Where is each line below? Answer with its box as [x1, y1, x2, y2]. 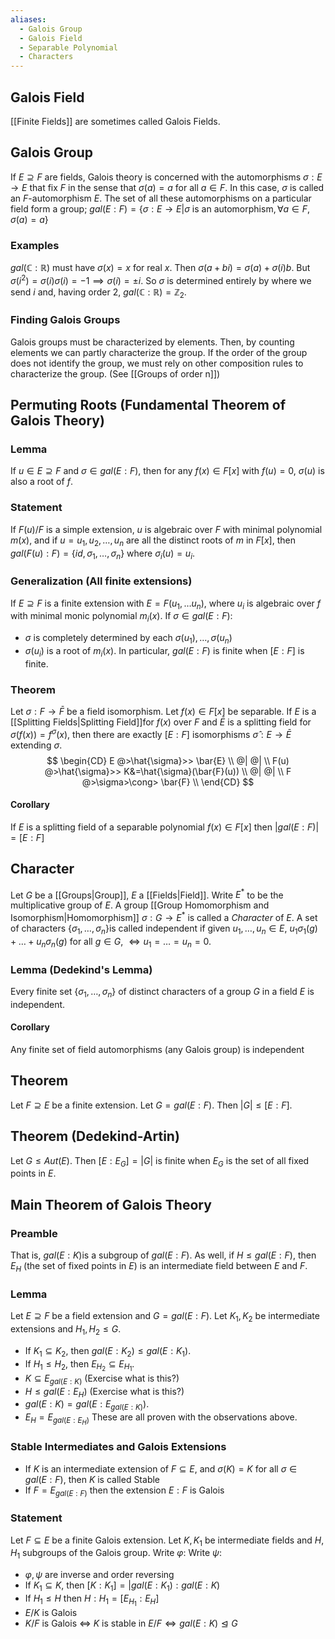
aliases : [10, 14, 47, 25]
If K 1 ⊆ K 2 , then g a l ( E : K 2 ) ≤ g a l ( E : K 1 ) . [24, 1344, 192, 1359]
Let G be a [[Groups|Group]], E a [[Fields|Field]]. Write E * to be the [10, 887, 284, 901]
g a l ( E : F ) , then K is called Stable [24, 1473, 161, 1485]
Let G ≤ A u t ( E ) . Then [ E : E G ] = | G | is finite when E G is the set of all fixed [10, 1154, 310, 1169]
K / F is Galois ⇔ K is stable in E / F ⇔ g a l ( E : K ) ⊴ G [24, 1617, 238, 1630]
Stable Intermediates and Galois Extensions [10, 1440, 227, 1454]
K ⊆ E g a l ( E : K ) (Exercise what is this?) [24, 1372, 180, 1386]
